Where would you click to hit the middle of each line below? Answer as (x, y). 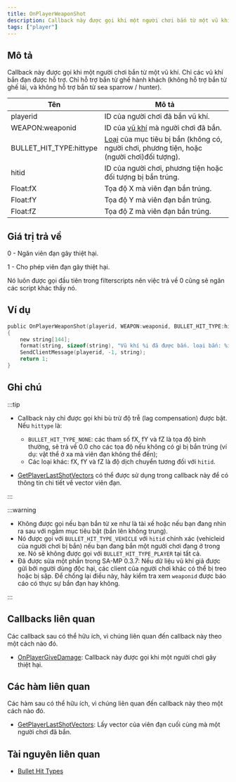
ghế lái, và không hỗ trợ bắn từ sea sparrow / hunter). (85, 87)
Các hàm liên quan (48, 686)
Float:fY (24, 200)
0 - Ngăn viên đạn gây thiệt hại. (53, 253)
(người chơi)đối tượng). (142, 157)
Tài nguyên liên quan (54, 754)
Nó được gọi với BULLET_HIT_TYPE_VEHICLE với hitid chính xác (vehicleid (121, 538)
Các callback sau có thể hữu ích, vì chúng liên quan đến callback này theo (115, 636)
